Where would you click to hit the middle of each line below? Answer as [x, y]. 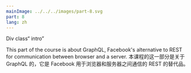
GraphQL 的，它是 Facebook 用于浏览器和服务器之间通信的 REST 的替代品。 [98, 64]
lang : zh [17, 22]
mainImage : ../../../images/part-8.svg [54, 11]
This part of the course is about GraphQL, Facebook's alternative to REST [94, 50]
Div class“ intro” [25, 39]
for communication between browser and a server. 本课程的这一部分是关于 [95, 57]
